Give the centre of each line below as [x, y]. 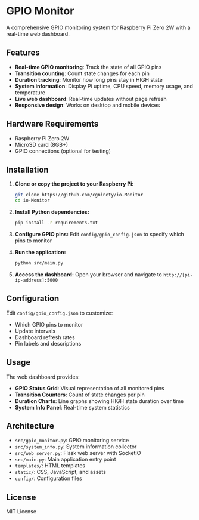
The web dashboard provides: [43, 377]
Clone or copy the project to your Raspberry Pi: [74, 184]
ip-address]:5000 [36, 280]
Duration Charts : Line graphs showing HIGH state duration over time [99, 401]
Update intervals [35, 331]
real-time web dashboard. [38, 33]
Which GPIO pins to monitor [49, 324]
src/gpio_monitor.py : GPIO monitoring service [72, 441]
